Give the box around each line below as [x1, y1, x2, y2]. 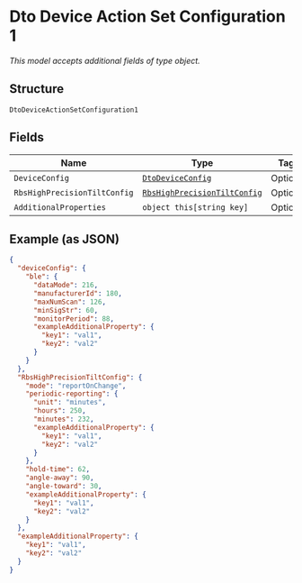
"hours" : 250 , [32, 406, 87, 415]
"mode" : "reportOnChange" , [25, 381, 127, 390]
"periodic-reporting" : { [25, 389, 119, 398]
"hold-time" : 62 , [25, 465, 91, 474]
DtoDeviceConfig [142, 173, 212, 183]
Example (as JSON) [9, 232, 120, 247]
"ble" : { [25, 272, 58, 281]
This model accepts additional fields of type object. [9, 55, 200, 66]
